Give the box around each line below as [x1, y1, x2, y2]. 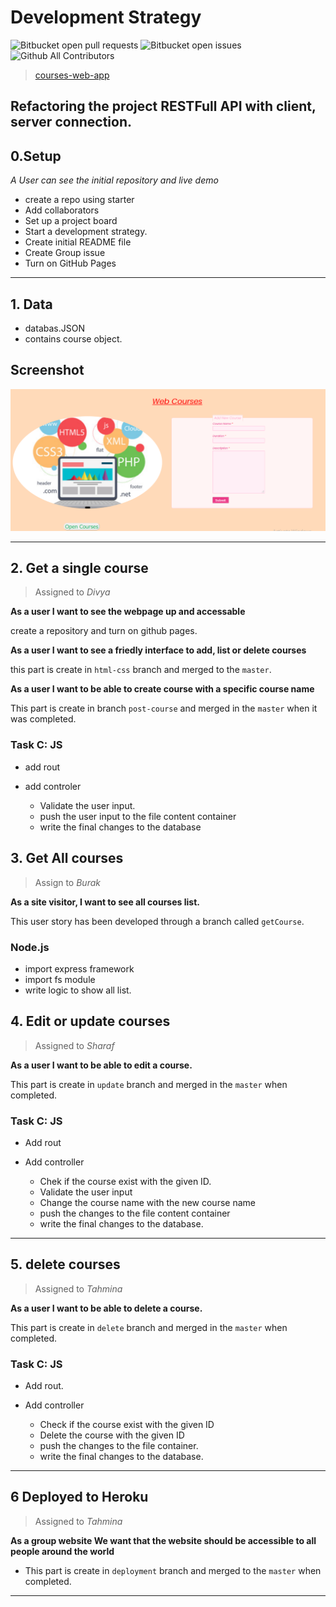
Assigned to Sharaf [34, 1039, 115, 1051]
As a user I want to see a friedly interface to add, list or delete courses [10, 644, 307, 656]
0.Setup [10, 147, 62, 165]
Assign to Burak [34, 876, 101, 888]
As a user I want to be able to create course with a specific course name [10, 683, 315, 695]
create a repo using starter [24, 194, 135, 206]
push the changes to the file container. [39, 1440, 199, 1452]
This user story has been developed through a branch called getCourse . [10, 915, 305, 927]
